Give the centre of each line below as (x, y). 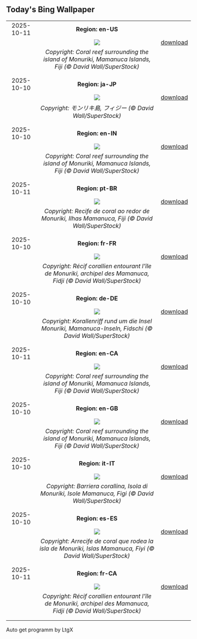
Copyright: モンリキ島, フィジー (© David (97, 108)
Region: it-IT (97, 463)
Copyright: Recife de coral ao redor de (97, 211)
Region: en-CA (97, 353)
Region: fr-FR (97, 243)
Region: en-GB (97, 408)
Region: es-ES (97, 518)
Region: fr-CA (97, 573)
